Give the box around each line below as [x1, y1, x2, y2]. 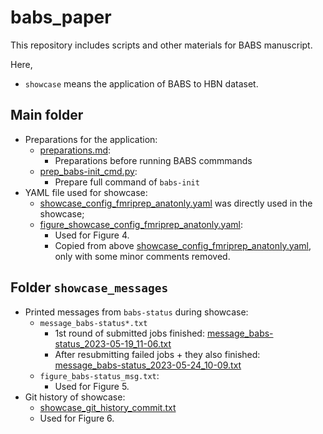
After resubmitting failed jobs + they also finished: [54, 348, 261, 360]
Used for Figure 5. [54, 380, 130, 392]
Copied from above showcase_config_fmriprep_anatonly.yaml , [54, 239, 312, 251]
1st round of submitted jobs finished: [54, 327, 205, 339]
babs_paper [10, 6, 112, 29]
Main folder [10, 107, 84, 124]
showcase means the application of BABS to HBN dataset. [24, 77, 259, 90]
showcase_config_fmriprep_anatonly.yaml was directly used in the [39, 197, 313, 209]
